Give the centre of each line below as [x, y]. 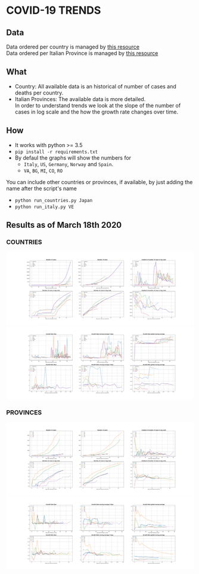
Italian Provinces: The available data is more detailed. [80, 99]
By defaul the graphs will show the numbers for [73, 158]
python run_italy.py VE [44, 207]
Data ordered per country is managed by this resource [73, 47]
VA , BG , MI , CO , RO [43, 170]
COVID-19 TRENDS [54, 10]
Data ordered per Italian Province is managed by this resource [82, 53]
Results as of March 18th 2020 [64, 225]
